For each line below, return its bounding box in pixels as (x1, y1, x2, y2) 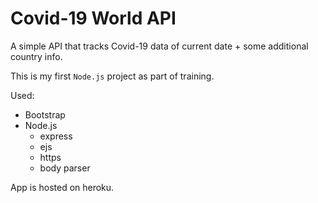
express (39, 130, 73, 142)
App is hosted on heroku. (10, 181, 115, 193)
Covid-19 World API (10, 7, 177, 30)
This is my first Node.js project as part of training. (10, 70, 215, 82)
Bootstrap (24, 108, 66, 121)
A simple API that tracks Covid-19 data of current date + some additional (10, 40, 309, 52)
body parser (39, 162, 91, 174)
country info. (10, 50, 63, 62)
